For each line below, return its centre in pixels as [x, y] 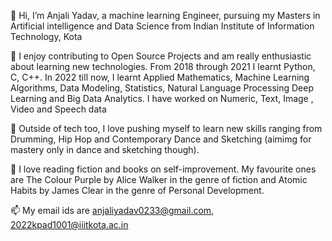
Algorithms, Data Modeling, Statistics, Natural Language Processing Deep [162, 88]
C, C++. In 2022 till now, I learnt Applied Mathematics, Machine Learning [160, 77]
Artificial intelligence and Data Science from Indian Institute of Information [162, 26]
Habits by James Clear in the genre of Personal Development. [137, 190]
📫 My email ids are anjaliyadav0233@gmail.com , [112, 210]
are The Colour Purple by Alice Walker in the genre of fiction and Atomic [159, 179]
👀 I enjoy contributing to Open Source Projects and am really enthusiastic [161, 56]
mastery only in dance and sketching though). [105, 149]
